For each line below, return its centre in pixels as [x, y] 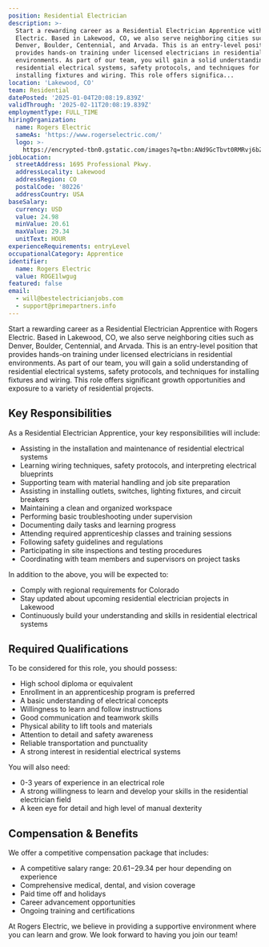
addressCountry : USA [50, 194]
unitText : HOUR [41, 239]
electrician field [46, 800]
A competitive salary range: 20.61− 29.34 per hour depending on [126, 869]
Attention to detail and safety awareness [86, 735]
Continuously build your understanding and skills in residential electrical [139, 615]
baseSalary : [28, 202]
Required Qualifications [68, 649]
